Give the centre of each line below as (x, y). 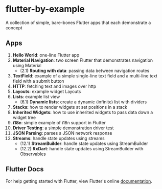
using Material (27, 65)
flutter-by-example (45, 9)
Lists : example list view (36, 96)
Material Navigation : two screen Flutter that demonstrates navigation (83, 60)
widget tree (24, 117)
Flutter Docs (25, 169)
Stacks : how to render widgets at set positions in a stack (70, 107)
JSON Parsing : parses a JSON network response (62, 133)
